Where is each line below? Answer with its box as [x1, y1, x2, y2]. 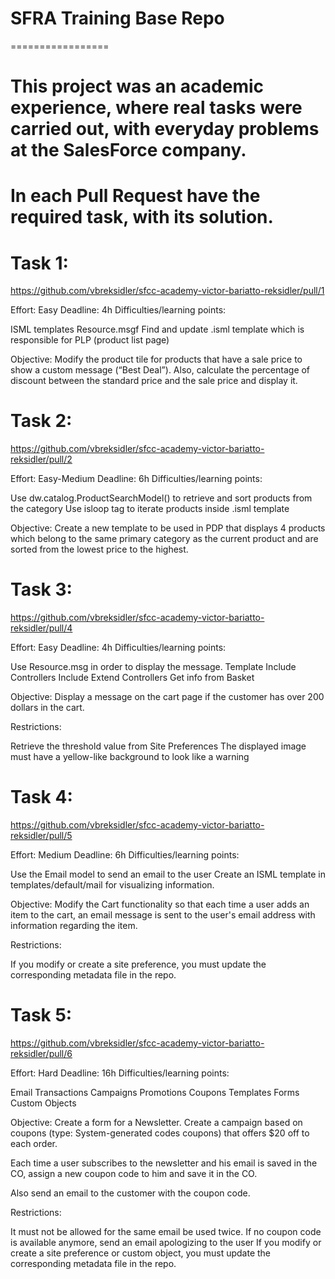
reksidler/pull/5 [10, 830, 73, 842]
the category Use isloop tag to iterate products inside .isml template [10, 503, 290, 515]
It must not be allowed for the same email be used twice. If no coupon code [10, 1226, 322, 1237]
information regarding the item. [10, 920, 138, 932]
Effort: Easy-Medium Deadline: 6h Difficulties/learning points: [10, 473, 263, 485]
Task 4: [10, 786, 73, 809]
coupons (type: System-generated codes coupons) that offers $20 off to [10, 1127, 310, 1139]
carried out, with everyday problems [10, 118, 320, 141]
